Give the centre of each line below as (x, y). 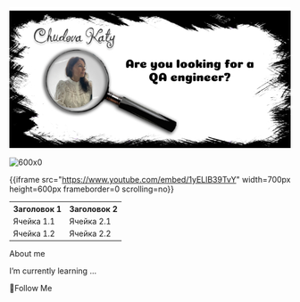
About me (27, 253)
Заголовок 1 (37, 208)
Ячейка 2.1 (90, 221)
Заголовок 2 (93, 208)
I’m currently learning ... (53, 271)
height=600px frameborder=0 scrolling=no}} (92, 189)
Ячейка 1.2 (34, 233)
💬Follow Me (31, 288)
